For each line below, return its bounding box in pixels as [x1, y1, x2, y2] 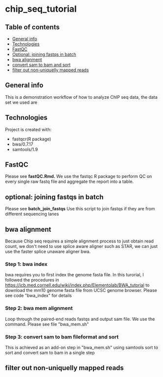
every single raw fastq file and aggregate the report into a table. [5, 178, 134, 184]
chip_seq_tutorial [5, 3, 77, 15]
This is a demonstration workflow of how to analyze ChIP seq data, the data [5, 94, 158, 100]
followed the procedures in [5, 277, 60, 283]
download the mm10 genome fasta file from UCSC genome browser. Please [5, 288, 158, 293]
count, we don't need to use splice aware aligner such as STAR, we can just [5, 244, 158, 249]
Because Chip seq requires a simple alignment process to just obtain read [5, 238, 154, 244]
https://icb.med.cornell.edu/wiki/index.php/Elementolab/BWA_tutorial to [5, 282, 150, 288]
